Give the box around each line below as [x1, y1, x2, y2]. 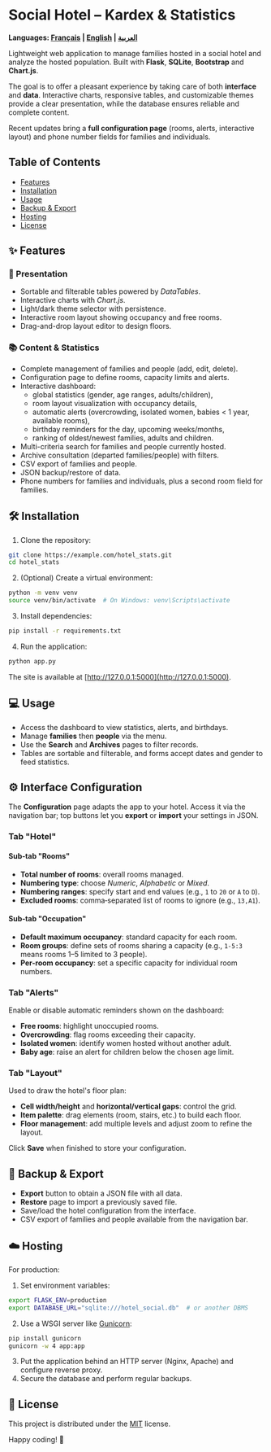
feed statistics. [19, 757, 71, 767]
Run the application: [19, 641, 88, 651]
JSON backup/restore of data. [19, 467, 122, 477]
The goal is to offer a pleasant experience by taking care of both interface [8, 81, 257, 91]
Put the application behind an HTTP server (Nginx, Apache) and [19, 1357, 234, 1367]
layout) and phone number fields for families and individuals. [8, 132, 211, 142]
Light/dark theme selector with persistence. [19, 304, 166, 314]
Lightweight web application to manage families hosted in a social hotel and [8, 48, 262, 58]
